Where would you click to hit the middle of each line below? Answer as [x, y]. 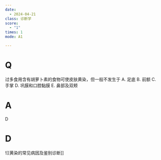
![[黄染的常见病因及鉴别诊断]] [35, 153]
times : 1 [14, 32]
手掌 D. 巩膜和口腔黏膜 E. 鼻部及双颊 [41, 85]
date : [10, 10]
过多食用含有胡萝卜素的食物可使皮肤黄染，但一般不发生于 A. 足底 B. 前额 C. [80, 79]
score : [12, 23]
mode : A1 [14, 37]
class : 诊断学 [18, 19]
